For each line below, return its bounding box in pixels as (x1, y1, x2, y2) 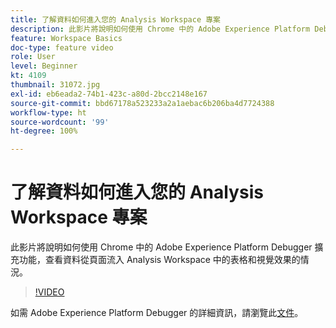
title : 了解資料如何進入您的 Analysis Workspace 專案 (10, 14, 221, 25)
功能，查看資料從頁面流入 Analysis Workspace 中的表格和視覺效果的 (18, 254, 301, 266)
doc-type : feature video (10, 42, 114, 53)
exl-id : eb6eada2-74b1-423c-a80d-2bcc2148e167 (10, 89, 208, 99)
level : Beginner (10, 61, 78, 71)
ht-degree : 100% (10, 126, 78, 136)
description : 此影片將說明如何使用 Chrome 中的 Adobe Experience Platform (10, 24, 311, 34)
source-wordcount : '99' (10, 117, 110, 127)
